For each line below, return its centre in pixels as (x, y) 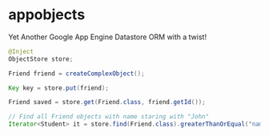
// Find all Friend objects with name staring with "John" (109, 117)
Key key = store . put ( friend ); (59, 88)
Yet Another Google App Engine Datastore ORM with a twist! (107, 37)
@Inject (21, 51)
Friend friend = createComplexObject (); (77, 74)
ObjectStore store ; (41, 59)
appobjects (47, 15)
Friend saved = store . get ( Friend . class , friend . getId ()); (107, 102)
